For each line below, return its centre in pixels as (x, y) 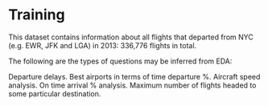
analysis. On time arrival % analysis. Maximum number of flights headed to (132, 85)
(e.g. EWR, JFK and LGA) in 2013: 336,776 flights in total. (103, 45)
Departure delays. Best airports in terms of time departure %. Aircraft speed (134, 76)
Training (37, 15)
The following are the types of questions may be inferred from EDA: (120, 61)
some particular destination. (55, 93)
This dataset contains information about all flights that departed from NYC (131, 37)
